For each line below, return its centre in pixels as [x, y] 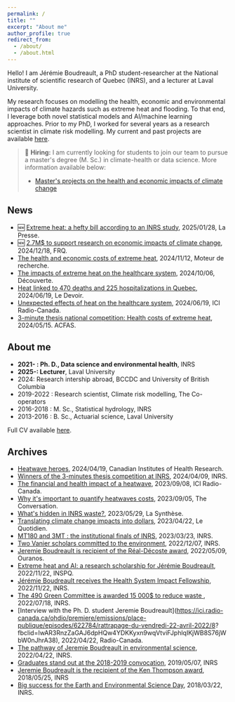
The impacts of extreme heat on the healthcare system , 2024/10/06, [116, 273]
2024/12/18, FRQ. [42, 251]
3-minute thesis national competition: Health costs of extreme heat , [115, 317]
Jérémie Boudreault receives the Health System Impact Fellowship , [114, 581]
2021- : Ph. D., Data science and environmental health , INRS [106, 364]
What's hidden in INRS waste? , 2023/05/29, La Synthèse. [100, 514]
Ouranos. [31, 558]
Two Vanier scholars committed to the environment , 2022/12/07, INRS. [119, 543]
